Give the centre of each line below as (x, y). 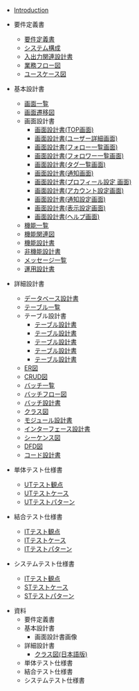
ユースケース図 (45, 74)
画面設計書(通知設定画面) (70, 199)
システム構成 (42, 48)
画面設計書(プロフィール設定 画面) (83, 182)
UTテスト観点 (44, 484)
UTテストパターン (49, 502)
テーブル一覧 (42, 307)
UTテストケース (46, 493)
